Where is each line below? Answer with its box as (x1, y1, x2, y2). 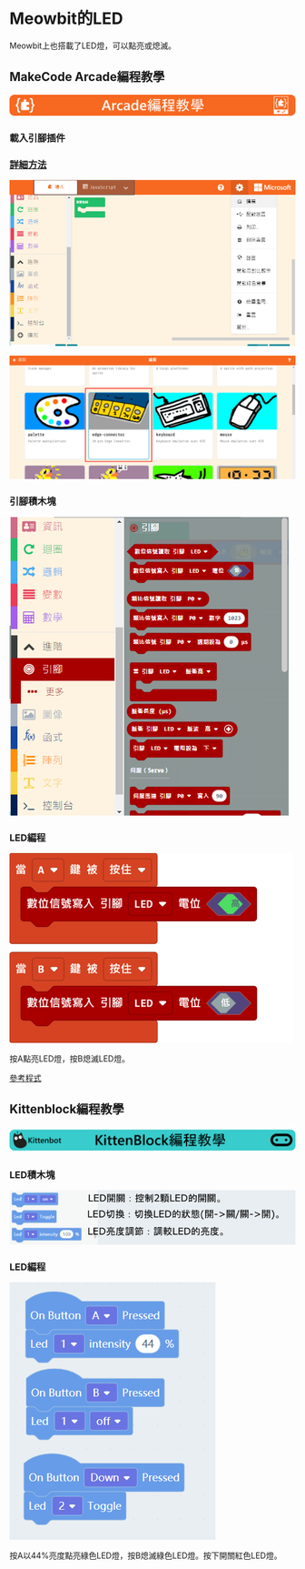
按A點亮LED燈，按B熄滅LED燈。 (9, 1052, 130, 1064)
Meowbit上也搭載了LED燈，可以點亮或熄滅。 (9, 40, 177, 51)
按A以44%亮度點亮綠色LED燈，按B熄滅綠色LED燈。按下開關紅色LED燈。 (9, 1550, 282, 1561)
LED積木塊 (9, 1168, 56, 1181)
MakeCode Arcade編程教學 (9, 69, 165, 85)
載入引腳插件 (9, 131, 66, 144)
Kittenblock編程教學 (9, 1101, 124, 1117)
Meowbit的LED (9, 8, 123, 29)
